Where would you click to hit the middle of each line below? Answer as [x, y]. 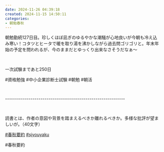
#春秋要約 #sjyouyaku [27, 135]
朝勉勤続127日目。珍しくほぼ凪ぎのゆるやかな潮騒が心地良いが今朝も [75, 37]
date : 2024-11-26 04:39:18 [32, 9]
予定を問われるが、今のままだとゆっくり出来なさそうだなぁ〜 [75, 50]
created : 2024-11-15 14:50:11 [36, 14]
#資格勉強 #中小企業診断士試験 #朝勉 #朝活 [49, 80]
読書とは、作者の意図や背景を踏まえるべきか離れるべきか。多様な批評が [78, 118]
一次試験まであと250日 [28, 69]
